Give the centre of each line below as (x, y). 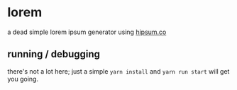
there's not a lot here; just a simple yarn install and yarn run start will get (118, 71)
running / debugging (54, 54)
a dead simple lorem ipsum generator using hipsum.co (87, 32)
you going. (23, 79)
